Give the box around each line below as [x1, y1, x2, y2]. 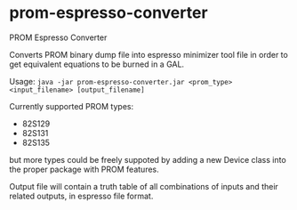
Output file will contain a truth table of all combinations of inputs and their [9, 181, 278, 191]
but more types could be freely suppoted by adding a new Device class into [9, 154, 286, 165]
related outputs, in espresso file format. [9, 190, 154, 201]
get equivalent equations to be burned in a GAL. [9, 59, 185, 69]
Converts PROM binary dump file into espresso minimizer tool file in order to [9, 49, 289, 60]
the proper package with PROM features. [9, 164, 160, 174]
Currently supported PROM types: [9, 101, 134, 111]
